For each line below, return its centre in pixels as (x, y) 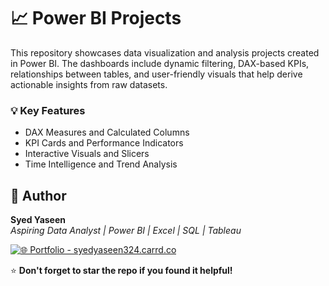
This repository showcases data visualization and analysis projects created (165, 52)
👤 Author (38, 195)
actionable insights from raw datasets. (89, 84)
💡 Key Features (48, 110)
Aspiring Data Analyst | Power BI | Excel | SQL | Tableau (126, 231)
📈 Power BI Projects (96, 18)
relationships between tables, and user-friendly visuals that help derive (156, 74)
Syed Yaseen (38, 220)
